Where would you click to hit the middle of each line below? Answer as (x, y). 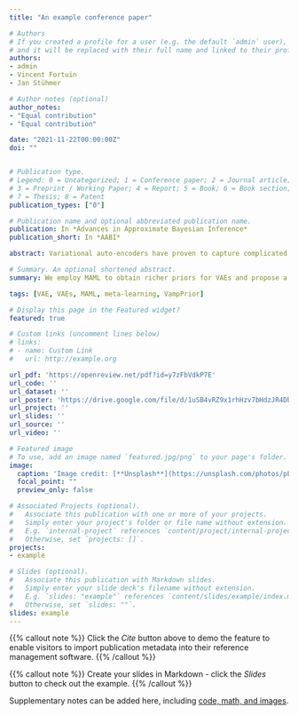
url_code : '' (33, 383)
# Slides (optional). (49, 572)
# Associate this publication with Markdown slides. (113, 580)
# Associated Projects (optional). (75, 506)
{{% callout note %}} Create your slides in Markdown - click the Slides (137, 674)
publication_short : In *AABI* (65, 238)
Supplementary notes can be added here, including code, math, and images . (149, 701)
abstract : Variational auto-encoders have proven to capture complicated (149, 254)
